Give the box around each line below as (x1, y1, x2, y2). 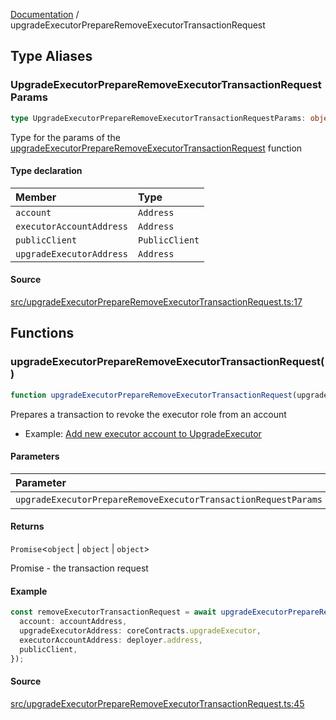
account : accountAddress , (19, 617, 128, 627)
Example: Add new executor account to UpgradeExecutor (24, 427, 262, 439)
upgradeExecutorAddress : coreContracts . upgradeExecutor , (19, 625, 262, 636)
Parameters (10, 450, 60, 463)
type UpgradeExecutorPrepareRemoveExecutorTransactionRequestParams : (10, 113, 307, 123)
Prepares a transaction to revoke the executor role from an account (10, 408, 287, 420)
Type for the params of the (10, 131, 121, 143)
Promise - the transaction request (10, 562, 149, 574)
